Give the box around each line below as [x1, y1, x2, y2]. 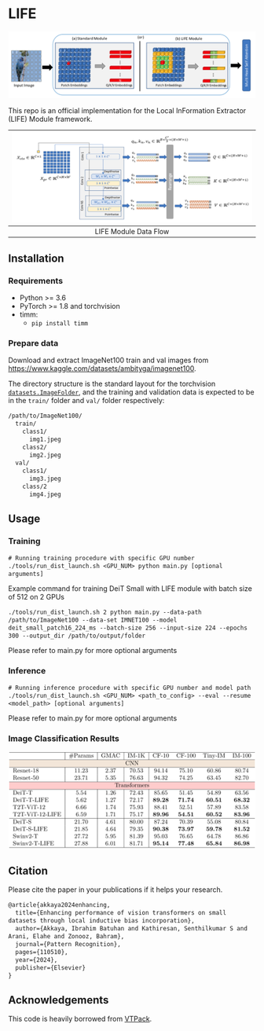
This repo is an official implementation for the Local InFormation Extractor [8, 105, 247, 115]
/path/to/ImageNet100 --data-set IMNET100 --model [8, 616, 178, 624]
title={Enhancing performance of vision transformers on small [15, 909, 226, 917]
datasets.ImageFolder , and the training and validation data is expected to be [8, 387, 255, 397]
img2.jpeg [28, 451, 61, 460]
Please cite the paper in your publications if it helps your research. [8, 885, 223, 894]
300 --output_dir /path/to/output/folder [8, 632, 146, 640]
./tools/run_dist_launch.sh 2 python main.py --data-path [8, 608, 202, 616]
